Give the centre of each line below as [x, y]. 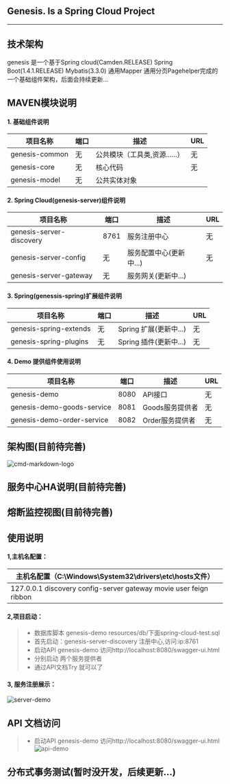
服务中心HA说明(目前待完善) [67, 487]
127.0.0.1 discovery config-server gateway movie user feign [110, 589]
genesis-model [35, 180]
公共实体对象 [116, 180]
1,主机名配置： [27, 557]
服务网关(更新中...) [157, 276]
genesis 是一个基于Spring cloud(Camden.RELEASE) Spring [90, 62]
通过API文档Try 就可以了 [68, 667]
